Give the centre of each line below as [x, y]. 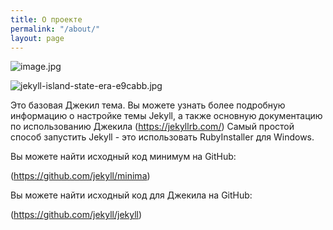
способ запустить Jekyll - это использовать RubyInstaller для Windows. [162, 137]
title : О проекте [46, 19]
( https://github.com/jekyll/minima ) [80, 176]
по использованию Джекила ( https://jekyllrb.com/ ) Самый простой [152, 127]
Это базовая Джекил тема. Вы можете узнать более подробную [148, 105]
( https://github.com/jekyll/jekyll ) [76, 215]
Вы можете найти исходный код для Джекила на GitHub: [131, 195]
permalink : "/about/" [55, 29]
